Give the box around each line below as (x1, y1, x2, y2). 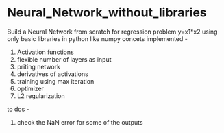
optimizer (16, 84, 45, 93)
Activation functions (16, 48, 74, 56)
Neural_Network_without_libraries (7, 5, 207, 21)
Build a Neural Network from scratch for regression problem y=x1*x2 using (7, 27, 218, 36)
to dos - (7, 105, 29, 113)
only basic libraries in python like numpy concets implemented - (7, 34, 188, 43)
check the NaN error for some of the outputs (16, 118, 143, 126)
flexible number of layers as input (16, 55, 112, 63)
